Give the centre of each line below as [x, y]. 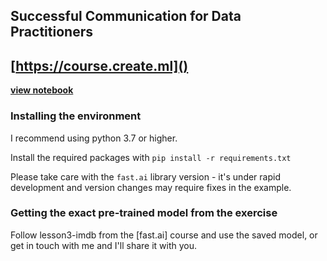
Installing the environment [76, 116]
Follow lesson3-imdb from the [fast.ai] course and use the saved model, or [164, 235]
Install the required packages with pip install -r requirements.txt [151, 157]
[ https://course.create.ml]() [99, 65]
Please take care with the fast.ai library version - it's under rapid [145, 176]
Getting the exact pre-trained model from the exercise [144, 213]
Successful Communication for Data [126, 16]
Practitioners [51, 32]
